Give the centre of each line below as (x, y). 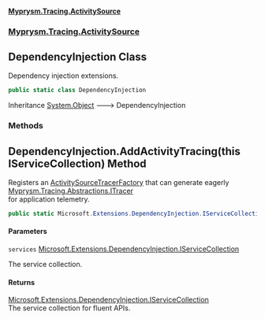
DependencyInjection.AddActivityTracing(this (124, 151)
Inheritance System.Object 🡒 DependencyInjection (97, 106)
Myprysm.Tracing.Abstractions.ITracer (71, 191)
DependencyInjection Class (78, 56)
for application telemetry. (49, 199)
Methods (26, 126)
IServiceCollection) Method (78, 163)
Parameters (28, 232)
